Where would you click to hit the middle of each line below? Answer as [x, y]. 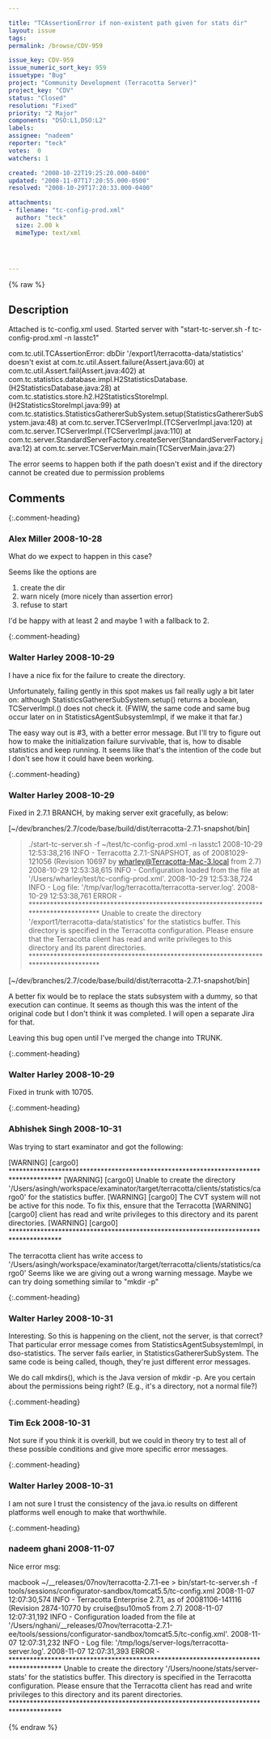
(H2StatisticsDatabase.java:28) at [64, 388]
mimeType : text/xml [49, 233]
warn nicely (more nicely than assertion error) [97, 596]
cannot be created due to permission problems [87, 473]
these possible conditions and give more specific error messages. [118, 1449]
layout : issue [32, 30]
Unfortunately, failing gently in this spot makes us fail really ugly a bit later [131, 691]
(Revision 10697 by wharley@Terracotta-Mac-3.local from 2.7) [157, 861]
